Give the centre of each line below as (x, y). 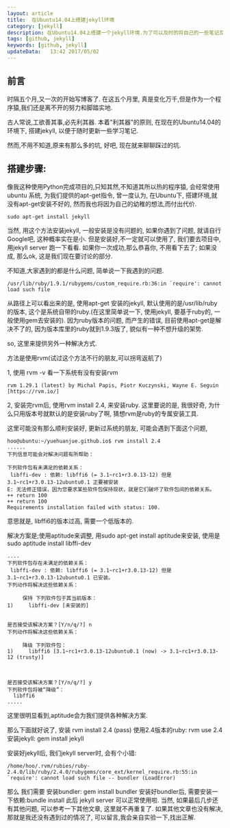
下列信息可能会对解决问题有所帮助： (51, 454)
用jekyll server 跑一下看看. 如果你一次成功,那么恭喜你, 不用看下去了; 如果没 (112, 247)
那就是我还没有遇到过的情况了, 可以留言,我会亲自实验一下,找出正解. (102, 817)
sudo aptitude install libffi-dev (49, 543)
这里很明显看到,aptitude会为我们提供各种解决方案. (78, 715)
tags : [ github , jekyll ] (41, 39)
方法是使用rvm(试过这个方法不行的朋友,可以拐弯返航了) (85, 357)
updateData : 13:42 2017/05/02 (53, 52)
